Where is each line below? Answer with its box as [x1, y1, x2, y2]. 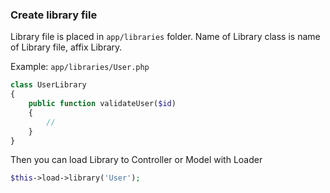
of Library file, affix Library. [10, 41, 123, 53]
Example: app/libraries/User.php [10, 61, 150, 73]
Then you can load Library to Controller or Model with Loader [10, 154, 263, 166]
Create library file [10, 8, 98, 22]
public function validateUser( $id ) [28, 99, 177, 109]
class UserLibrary [10, 80, 87, 90]
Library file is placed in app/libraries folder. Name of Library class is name [10, 31, 321, 43]
